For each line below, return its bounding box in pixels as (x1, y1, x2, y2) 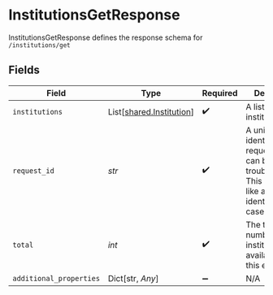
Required (201, 87, 238, 98)
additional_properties (12, 274, 100, 283)
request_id (12, 166, 54, 176)
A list (245, 101, 265, 112)
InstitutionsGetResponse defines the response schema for (8, 33, 203, 42)
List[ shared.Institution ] (107, 106, 195, 117)
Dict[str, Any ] (107, 272, 159, 284)
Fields (8, 63, 41, 77)
